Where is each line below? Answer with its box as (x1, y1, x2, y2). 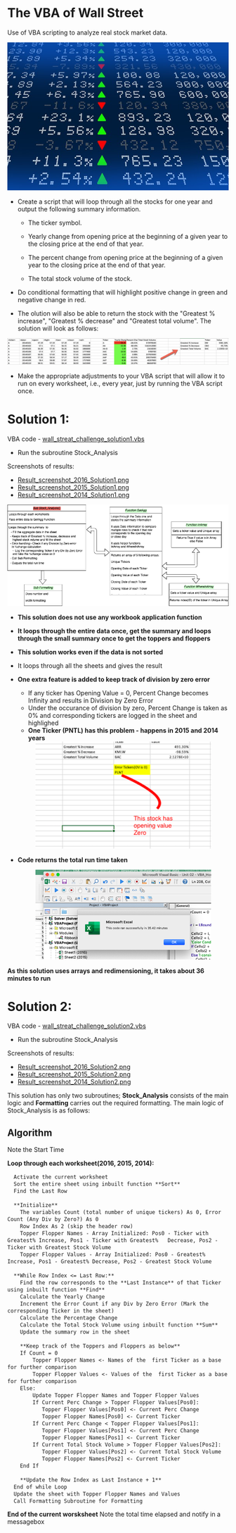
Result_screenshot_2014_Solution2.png (17, 1078, 131, 1086)
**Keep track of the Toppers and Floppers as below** (20, 1343, 181, 1350)
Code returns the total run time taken (17, 855, 128, 864)
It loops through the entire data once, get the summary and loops (17, 627, 211, 635)
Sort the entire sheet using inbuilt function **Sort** (13, 1181, 181, 1188)
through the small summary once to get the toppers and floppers (17, 634, 211, 643)
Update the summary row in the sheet (20, 1329, 131, 1336)
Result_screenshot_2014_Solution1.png (17, 491, 130, 499)
